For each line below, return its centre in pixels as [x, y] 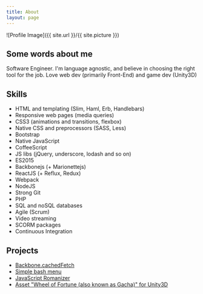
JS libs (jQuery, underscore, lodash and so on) [73, 154]
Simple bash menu [38, 272]
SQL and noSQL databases [49, 206]
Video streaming [35, 219]
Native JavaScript [37, 141]
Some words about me [49, 54]
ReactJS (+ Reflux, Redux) [48, 173]
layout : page [23, 18]
